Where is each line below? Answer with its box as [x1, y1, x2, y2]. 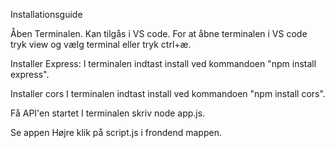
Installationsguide [10, 9, 83, 20]
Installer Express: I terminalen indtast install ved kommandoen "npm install [10, 58, 317, 69]
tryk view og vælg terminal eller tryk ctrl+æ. [10, 39, 192, 50]
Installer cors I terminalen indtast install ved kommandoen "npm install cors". [10, 88, 326, 99]
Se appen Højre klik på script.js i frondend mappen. [10, 127, 222, 138]
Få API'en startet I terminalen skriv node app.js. [10, 107, 206, 119]
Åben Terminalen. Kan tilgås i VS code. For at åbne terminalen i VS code [10, 28, 308, 39]
